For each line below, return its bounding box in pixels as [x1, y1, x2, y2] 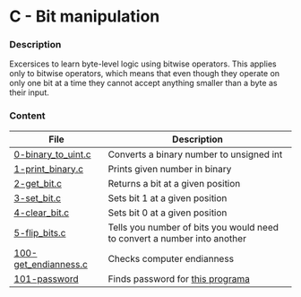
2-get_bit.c [13, 177, 63, 189]
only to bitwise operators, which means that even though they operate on [9, 68, 280, 79]
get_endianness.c [13, 258, 88, 270]
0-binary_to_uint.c [13, 148, 91, 161]
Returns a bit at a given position [107, 177, 241, 189]
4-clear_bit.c [13, 206, 70, 219]
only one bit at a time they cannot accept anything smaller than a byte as [9, 78, 278, 89]
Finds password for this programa [107, 272, 251, 284]
